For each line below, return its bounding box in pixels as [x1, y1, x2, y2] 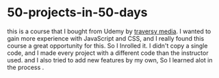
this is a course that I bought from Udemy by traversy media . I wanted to [7, 27, 211, 35]
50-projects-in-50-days [7, 5, 148, 20]
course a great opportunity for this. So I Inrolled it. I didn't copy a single [7, 41, 208, 50]
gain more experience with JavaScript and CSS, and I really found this [7, 34, 205, 42]
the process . [7, 63, 44, 71]
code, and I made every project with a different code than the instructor [7, 49, 209, 57]
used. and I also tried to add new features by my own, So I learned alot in [7, 56, 213, 64]
